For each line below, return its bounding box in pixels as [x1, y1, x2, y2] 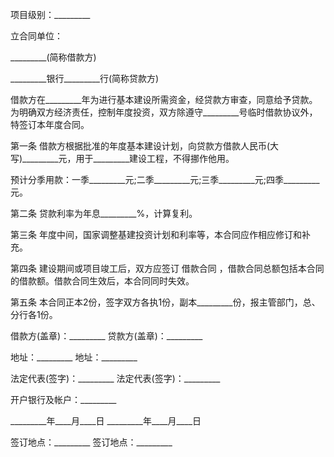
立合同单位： [10, 30, 63, 42]
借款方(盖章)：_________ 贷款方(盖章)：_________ [10, 330, 203, 342]
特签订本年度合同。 [10, 119, 90, 130]
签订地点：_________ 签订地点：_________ [10, 436, 173, 448]
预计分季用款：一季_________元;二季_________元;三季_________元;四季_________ [10, 174, 320, 185]
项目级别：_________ [10, 9, 91, 20]
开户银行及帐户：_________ [10, 394, 117, 405]
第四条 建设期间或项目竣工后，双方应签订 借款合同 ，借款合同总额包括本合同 [10, 263, 325, 274]
